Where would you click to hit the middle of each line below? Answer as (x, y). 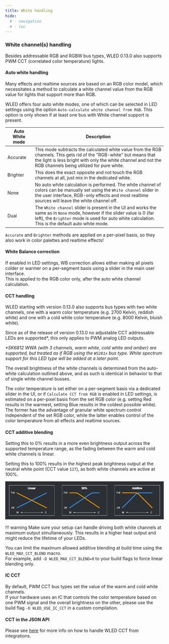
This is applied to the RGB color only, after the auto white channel (73, 279)
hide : (11, 16)
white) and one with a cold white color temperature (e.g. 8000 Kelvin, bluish (84, 318)
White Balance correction (32, 252)
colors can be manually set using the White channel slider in (97, 190)
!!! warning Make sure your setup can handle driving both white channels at (83, 527)
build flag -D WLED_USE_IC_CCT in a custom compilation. (62, 608)
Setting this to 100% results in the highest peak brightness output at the (79, 464)
